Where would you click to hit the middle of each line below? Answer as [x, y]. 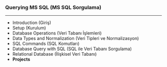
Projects [21, 59]
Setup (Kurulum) [29, 28]
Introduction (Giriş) [32, 23]
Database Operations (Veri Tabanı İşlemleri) [57, 33]
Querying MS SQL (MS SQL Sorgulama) [53, 7]
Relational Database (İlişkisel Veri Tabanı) [54, 54]
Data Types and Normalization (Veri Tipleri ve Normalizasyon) [76, 38]
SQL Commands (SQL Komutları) [46, 44]
